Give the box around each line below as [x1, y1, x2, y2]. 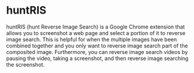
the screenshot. [6, 61, 45, 68]
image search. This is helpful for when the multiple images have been [6, 36, 177, 43]
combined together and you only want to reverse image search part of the [6, 42, 188, 49]
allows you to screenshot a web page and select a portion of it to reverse [6, 29, 186, 36]
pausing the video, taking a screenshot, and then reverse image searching [6, 55, 189, 62]
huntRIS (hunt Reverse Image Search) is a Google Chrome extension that [6, 23, 185, 30]
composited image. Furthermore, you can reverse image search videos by [6, 48, 188, 55]
